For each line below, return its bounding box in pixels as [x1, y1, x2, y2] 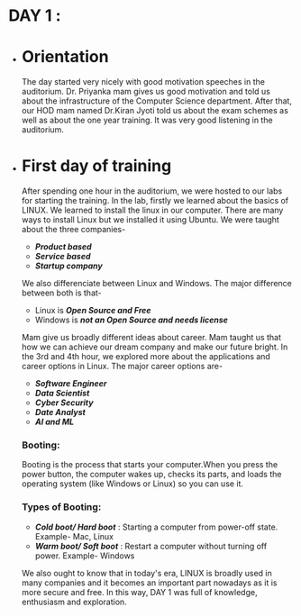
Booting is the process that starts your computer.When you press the [21, 459, 278, 470]
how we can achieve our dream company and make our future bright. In [21, 341, 288, 352]
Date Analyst [34, 407, 87, 418]
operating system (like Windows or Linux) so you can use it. [21, 478, 244, 489]
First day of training [21, 156, 172, 177]
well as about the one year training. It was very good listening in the [21, 114, 273, 126]
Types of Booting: [21, 501, 102, 513]
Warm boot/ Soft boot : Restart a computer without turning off [34, 540, 268, 551]
